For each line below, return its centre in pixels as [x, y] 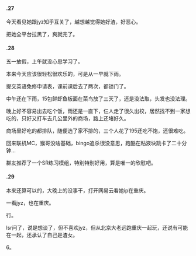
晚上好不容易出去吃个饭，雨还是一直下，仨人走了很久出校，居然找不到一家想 [98, 111]
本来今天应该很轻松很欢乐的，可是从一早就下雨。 [65, 74]
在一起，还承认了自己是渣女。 [42, 235]
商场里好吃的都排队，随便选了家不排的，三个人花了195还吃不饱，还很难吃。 [97, 131]
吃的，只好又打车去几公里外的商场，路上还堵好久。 [68, 118]
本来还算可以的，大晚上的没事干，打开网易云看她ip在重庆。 [78, 190]
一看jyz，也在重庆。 [30, 203]
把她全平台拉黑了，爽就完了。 [42, 34]
